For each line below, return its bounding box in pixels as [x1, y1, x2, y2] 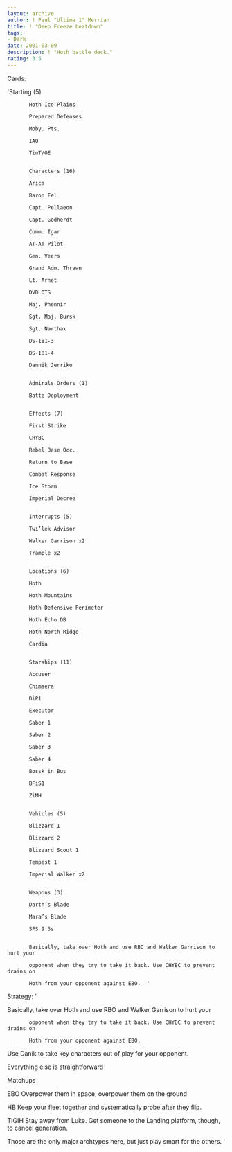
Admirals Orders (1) [28, 380, 89, 387]
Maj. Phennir [28, 301, 67, 308]
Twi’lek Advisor [28, 525, 76, 532]
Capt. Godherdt [28, 216, 73, 223]
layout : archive [7, 10, 54, 17]
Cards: [7, 74, 26, 82]
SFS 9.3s [28, 925, 54, 932]
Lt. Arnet [28, 276, 57, 284]
